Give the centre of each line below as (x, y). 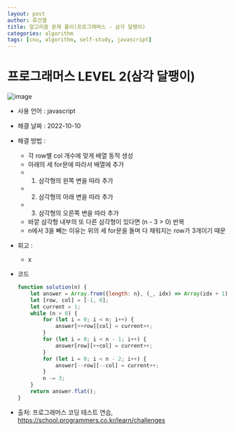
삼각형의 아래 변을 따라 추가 (76, 197)
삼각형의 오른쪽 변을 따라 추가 (78, 213)
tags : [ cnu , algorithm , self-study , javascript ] (80, 40)
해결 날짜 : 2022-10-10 (49, 126)
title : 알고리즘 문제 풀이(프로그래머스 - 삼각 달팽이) (76, 27)
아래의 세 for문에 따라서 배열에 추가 (76, 165)
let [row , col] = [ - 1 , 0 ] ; (70, 300)
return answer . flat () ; (63, 392)
